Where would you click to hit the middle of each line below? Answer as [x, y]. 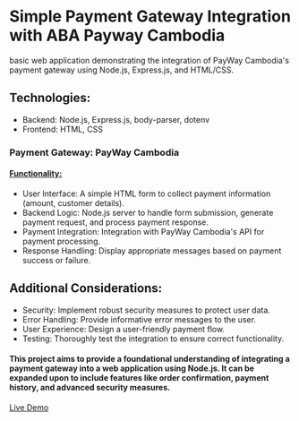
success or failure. [56, 260]
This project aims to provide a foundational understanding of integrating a [150, 359]
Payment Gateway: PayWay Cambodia [94, 152]
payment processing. [61, 241]
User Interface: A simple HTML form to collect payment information [146, 193]
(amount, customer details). [73, 202]
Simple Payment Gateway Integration [150, 17]
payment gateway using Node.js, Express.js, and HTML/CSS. [122, 70]
